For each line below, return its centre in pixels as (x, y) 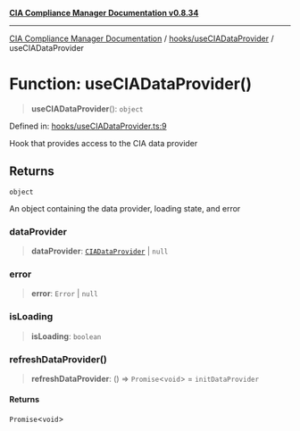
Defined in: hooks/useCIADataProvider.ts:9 (88, 126)
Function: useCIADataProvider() (131, 84)
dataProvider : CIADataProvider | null (100, 251)
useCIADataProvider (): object (87, 108)
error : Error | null (64, 294)
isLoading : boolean (66, 336)
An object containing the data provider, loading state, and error (125, 208)
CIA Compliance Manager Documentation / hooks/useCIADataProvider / (142, 38)
